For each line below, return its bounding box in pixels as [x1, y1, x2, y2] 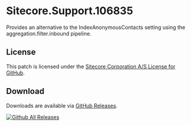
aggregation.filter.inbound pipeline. [6, 30, 92, 37]
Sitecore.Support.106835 [6, 4, 134, 18]
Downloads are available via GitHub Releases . [6, 102, 118, 109]
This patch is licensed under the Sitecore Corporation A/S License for [6, 63, 176, 70]
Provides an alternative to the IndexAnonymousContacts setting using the [6, 24, 186, 31]
